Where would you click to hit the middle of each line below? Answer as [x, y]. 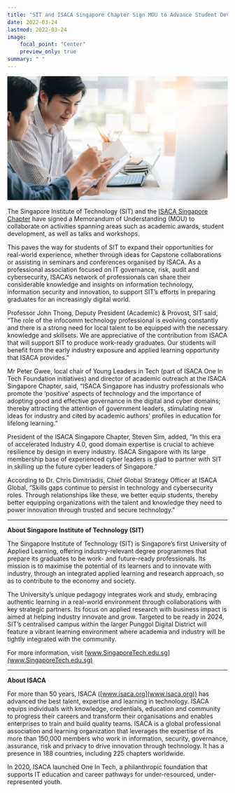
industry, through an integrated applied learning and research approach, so [115, 574]
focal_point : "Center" [53, 44]
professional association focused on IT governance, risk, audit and [103, 270]
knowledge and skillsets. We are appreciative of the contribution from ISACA [117, 336]
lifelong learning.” [33, 423]
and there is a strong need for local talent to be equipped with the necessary [117, 328]
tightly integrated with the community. [62, 639]
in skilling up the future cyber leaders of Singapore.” [82, 467]
